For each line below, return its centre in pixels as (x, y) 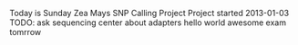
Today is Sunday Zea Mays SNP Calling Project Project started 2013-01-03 (149, 13)
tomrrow (26, 32)
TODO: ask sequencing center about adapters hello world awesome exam (148, 22)
